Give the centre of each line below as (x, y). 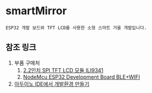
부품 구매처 (27, 63)
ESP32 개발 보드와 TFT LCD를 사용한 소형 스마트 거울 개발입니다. (76, 28)
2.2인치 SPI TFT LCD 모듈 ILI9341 (63, 70)
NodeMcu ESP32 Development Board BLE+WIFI (81, 77)
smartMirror (36, 11)
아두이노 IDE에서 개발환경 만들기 (52, 84)
